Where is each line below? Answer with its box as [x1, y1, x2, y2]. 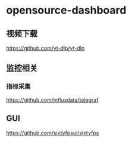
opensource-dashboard [6, 4, 127, 17]
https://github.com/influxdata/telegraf [6, 96, 99, 104]
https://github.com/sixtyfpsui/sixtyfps [6, 129, 99, 136]
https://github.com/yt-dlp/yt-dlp [6, 45, 85, 51]
